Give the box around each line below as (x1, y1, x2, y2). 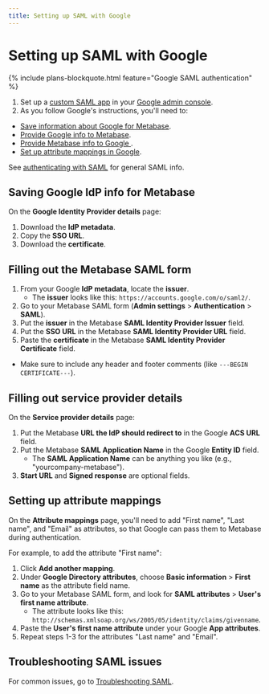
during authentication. (8, 532, 82, 542)
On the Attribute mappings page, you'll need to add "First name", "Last (8, 515, 245, 525)
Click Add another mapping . (19, 563, 116, 573)
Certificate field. (19, 344, 76, 353)
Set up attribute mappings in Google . (19, 146, 142, 157)
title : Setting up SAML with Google (8, 11, 131, 20)
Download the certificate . (19, 239, 106, 249)
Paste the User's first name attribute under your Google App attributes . (19, 623, 261, 633)
